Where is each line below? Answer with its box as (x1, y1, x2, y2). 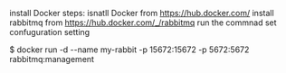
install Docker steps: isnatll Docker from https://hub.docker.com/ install (9, 8, 274, 18)
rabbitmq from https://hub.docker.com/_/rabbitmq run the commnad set (9, 17, 278, 28)
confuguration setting (9, 27, 91, 37)
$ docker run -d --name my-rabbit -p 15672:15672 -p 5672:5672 (9, 44, 250, 55)
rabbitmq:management (9, 54, 95, 64)
